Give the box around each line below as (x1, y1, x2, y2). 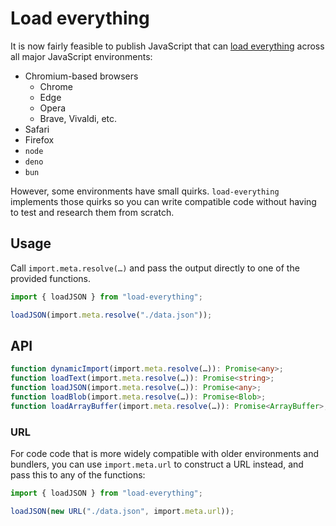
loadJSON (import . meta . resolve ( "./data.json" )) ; (10, 310, 213, 320)
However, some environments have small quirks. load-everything (10, 185, 280, 197)
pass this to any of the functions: (10, 468, 146, 481)
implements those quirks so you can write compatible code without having (10, 195, 317, 207)
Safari (24, 123, 50, 135)
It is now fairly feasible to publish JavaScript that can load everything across (10, 40, 325, 52)
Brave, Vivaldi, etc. (39, 112, 118, 124)
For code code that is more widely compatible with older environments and (10, 447, 320, 459)
